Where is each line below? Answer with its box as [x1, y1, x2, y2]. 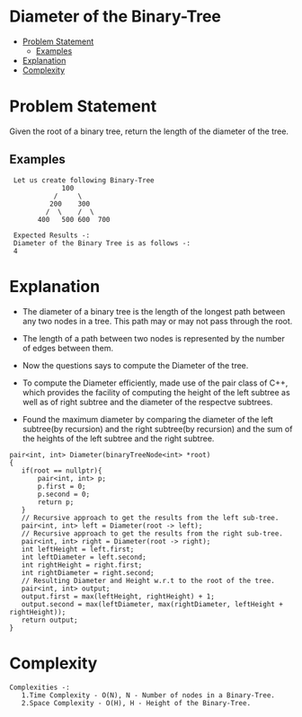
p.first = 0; [37, 482, 87, 491]
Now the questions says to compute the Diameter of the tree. [22, 359, 249, 370]
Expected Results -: [13, 231, 91, 240]
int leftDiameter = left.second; [21, 553, 147, 562]
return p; [37, 497, 75, 507]
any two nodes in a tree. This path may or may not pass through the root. [22, 315, 293, 326]
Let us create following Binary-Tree [13, 175, 155, 185]
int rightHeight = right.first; [21, 560, 143, 570]
